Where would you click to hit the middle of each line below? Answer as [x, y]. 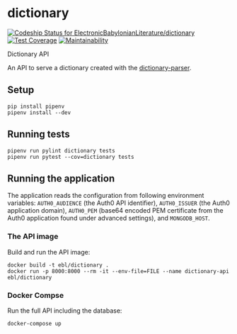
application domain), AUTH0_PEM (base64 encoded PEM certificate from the [116, 211]
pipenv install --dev [39, 112]
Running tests [39, 134]
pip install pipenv [36, 106]
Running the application [61, 178]
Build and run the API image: [49, 252]
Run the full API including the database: [65, 311]
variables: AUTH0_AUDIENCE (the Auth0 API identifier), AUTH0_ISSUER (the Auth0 [118, 203]
